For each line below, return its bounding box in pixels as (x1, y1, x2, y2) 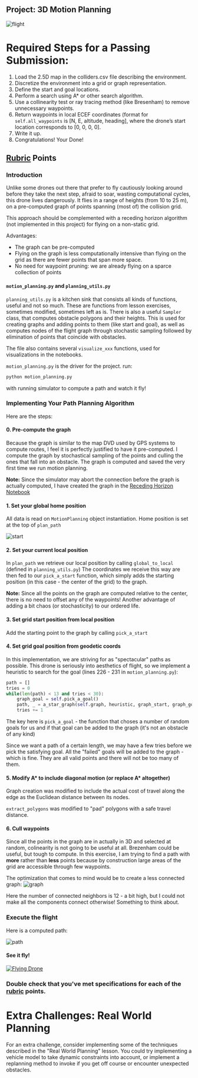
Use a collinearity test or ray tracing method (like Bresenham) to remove (14, 98, 190, 105)
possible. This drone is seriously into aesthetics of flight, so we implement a (6, 662, 190, 669)
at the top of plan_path (6, 521, 61, 528)
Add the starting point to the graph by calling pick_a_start (6, 629, 148, 636)
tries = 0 (6, 685, 31, 691)
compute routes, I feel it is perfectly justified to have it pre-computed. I (6, 446, 178, 453)
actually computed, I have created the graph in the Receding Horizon (6, 482, 174, 489)
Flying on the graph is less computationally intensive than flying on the (14, 250, 187, 257)
